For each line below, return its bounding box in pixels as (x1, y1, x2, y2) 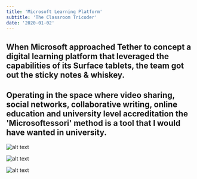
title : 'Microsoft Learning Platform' (6, 8, 103, 15)
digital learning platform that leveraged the (6, 51, 169, 61)
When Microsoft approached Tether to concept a (6, 42, 192, 52)
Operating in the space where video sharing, (6, 90, 175, 100)
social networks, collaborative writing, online (6, 100, 178, 110)
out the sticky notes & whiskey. (6, 70, 125, 80)
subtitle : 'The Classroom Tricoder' (6, 14, 97, 20)
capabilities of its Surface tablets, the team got (6, 60, 184, 70)
